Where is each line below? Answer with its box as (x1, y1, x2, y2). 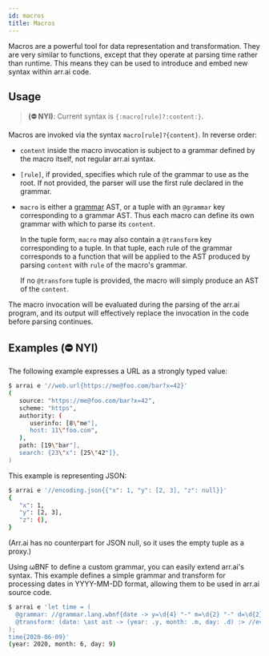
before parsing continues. (8, 317, 94, 327)
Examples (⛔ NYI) (8, 341, 98, 355)
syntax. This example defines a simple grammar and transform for (8, 570, 226, 580)
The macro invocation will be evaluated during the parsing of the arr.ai (8, 300, 240, 309)
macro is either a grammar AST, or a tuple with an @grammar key (19, 202, 226, 212)
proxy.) (8, 546, 32, 556)
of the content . (19, 284, 70, 294)
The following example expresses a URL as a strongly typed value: (8, 366, 228, 376)
